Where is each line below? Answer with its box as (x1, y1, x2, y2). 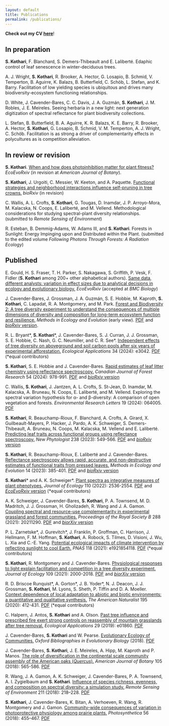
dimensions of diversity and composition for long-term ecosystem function (5, 311, 161, 318)
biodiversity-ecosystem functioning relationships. (5, 90, 108, 96)
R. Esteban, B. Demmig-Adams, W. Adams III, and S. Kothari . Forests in (5, 225, 152, 231)
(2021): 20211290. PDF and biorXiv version (5, 519, 94, 525)
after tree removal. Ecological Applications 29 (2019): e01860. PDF (5, 622, 143, 628)
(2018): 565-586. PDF (5, 663, 50, 670)
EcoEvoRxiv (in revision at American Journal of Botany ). (5, 169, 122, 175)
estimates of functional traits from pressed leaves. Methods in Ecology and (5, 462, 161, 468)
